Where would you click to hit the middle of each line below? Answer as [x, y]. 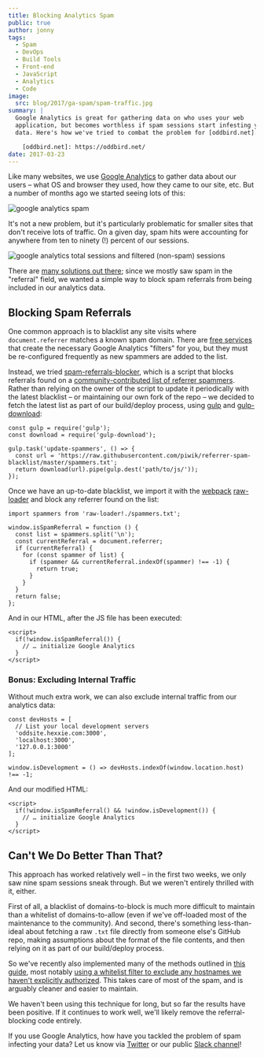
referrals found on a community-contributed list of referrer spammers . [122, 380]
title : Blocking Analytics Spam [61, 15]
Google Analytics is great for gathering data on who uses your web [130, 118]
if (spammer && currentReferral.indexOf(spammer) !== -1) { [129, 562]
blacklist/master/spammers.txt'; [63, 463]
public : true [29, 23]
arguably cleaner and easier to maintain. [73, 988]
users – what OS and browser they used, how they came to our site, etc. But [131, 185]
